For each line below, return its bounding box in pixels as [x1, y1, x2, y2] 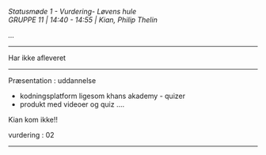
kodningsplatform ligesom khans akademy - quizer [19, 91, 186, 100]
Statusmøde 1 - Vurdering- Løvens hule [8, 7, 137, 16]
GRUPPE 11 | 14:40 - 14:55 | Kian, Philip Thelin [8, 15, 158, 25]
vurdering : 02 [8, 130, 55, 139]
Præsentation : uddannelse [8, 76, 97, 85]
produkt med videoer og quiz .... [19, 100, 125, 109]
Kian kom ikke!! [8, 115, 58, 124]
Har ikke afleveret [8, 53, 66, 62]
